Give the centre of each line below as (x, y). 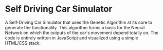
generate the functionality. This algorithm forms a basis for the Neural (75, 27)
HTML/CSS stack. (23, 43)
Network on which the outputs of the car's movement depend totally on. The (82, 33)
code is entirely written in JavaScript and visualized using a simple (72, 38)
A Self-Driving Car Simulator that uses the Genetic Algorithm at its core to (79, 22)
